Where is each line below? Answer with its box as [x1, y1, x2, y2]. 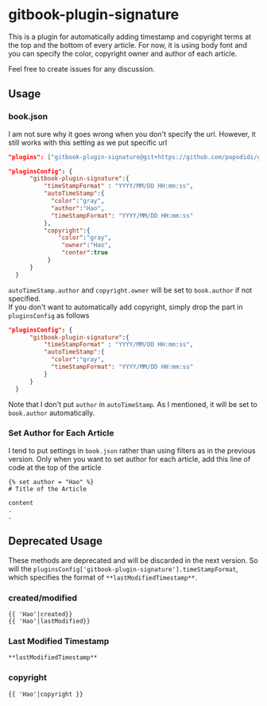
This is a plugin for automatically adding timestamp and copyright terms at [8, 32, 252, 41]
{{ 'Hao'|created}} [8, 610, 73, 618]
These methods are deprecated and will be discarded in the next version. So [8, 555, 258, 565]
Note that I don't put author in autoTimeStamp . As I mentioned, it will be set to [8, 399, 258, 409]
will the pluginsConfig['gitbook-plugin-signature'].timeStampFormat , [8, 564, 238, 573]
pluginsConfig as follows [8, 310, 90, 320]
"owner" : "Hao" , [61, 241, 112, 250]
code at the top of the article [8, 463, 102, 472]
